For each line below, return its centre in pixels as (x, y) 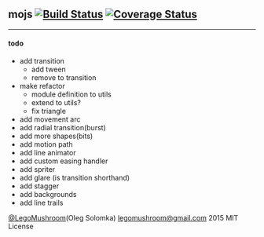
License (21, 226)
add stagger (39, 186)
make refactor (42, 86)
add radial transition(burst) (62, 128)
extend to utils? (56, 103)
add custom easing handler (64, 161)
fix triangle (49, 111)
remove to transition (64, 78)
